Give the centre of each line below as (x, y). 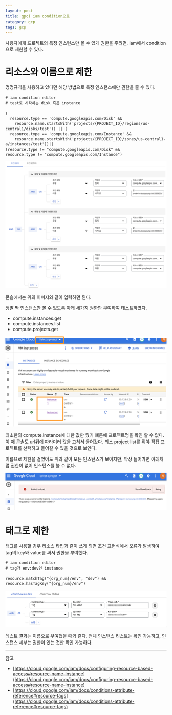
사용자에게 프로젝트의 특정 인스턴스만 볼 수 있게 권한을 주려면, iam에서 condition (86, 43)
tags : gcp (16, 27)
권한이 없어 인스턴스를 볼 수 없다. (43, 466)
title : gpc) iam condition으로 (38, 16)
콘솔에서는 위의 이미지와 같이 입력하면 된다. (48, 297)
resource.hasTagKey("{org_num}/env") (46, 584)
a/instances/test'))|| (29, 144)
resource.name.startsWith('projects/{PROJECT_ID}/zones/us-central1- (90, 139)
